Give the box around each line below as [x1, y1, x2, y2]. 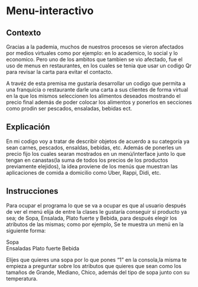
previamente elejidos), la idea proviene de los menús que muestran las [6, 162, 178, 169]
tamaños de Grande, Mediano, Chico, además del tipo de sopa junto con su [6, 269, 190, 276]
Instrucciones [6, 186, 59, 196]
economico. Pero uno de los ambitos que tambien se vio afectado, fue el [6, 56, 183, 63]
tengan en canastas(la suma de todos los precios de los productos [6, 156, 168, 164]
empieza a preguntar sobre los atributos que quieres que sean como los [6, 262, 181, 269]
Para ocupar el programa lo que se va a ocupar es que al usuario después [6, 202, 186, 209]
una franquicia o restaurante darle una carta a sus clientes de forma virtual [6, 86, 188, 93]
